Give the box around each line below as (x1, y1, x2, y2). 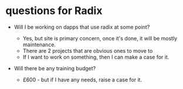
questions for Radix (5, 4, 103, 18)
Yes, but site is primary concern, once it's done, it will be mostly (22, 35, 178, 42)
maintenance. (22, 41, 56, 48)
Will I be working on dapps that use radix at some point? (13, 23, 150, 30)
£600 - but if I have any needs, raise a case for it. (22, 76, 142, 83)
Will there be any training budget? (13, 64, 96, 71)
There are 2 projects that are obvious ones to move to (22, 47, 153, 54)
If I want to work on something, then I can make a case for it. (22, 53, 170, 60)
